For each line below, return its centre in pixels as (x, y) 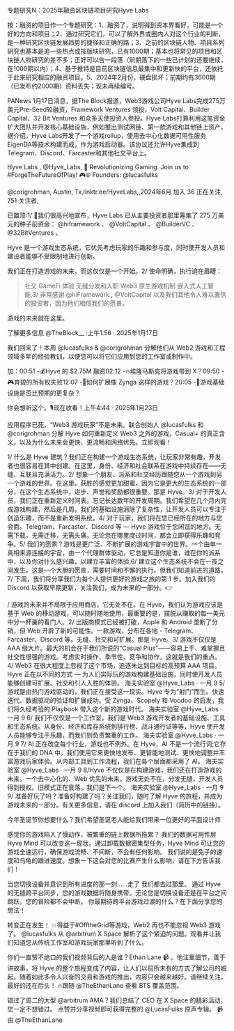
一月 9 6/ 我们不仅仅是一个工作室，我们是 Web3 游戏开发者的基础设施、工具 (116, 718)
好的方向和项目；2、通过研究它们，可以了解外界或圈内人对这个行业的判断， (116, 34)
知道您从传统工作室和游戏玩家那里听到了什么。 (80, 942)
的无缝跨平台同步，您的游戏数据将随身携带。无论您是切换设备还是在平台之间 (117, 893)
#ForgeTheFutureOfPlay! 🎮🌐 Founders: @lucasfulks (83, 175)
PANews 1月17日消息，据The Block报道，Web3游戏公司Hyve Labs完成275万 (117, 101)
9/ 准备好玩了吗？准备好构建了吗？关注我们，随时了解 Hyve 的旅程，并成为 (115, 796)
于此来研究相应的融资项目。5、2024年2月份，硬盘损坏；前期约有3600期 (111, 77)
